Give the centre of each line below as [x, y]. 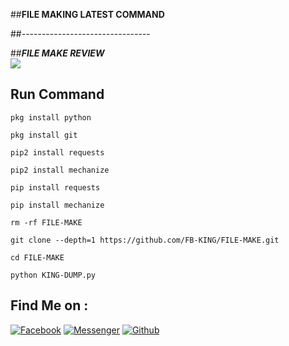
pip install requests [55, 187]
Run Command [57, 94]
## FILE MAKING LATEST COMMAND [87, 14]
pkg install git [44, 135]
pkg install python [51, 117]
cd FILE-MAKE [37, 257]
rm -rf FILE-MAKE [46, 222]
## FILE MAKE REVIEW [57, 53]
